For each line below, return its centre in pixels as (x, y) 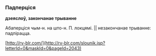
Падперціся (20, 7)
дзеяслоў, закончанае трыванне (41, 18)
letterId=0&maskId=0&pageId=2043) (43, 48)
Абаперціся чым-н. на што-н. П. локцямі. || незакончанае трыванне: (78, 28)
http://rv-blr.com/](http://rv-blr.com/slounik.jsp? (56, 43)
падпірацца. (18, 33)
